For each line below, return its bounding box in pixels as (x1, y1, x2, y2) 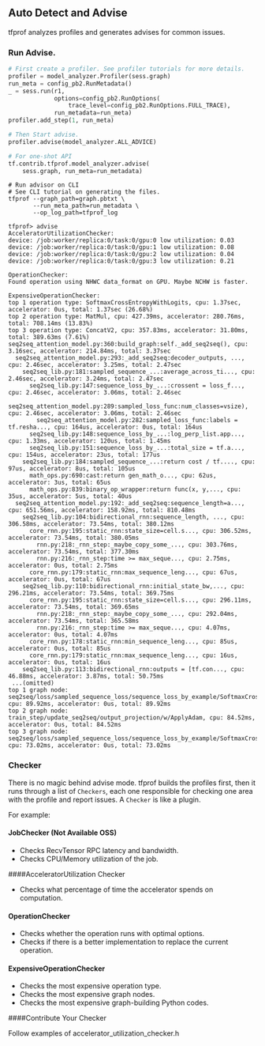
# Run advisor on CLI (8, 181, 80, 189)
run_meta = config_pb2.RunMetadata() (8, 79, 132, 88)
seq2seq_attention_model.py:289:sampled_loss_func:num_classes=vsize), (8, 402, 248, 410)
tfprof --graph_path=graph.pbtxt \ (8, 195, 125, 203)
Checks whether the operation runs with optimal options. (19, 929, 205, 938)
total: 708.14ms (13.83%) (8, 319, 93, 327)
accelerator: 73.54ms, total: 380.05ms (8, 534, 140, 542)
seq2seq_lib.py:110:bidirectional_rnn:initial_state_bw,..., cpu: (22, 583, 245, 591)
